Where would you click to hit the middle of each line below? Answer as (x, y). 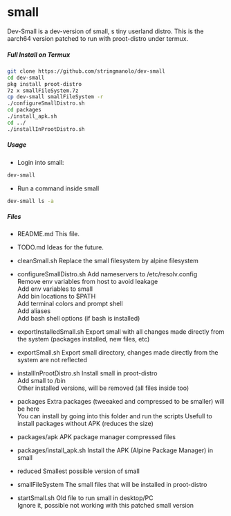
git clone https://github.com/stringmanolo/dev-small (86, 71)
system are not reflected (52, 360)
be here (28, 409)
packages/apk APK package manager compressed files (96, 437)
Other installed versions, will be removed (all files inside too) (103, 388)
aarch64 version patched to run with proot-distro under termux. (98, 38)
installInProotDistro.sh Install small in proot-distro (87, 373)
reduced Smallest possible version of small (78, 471)
